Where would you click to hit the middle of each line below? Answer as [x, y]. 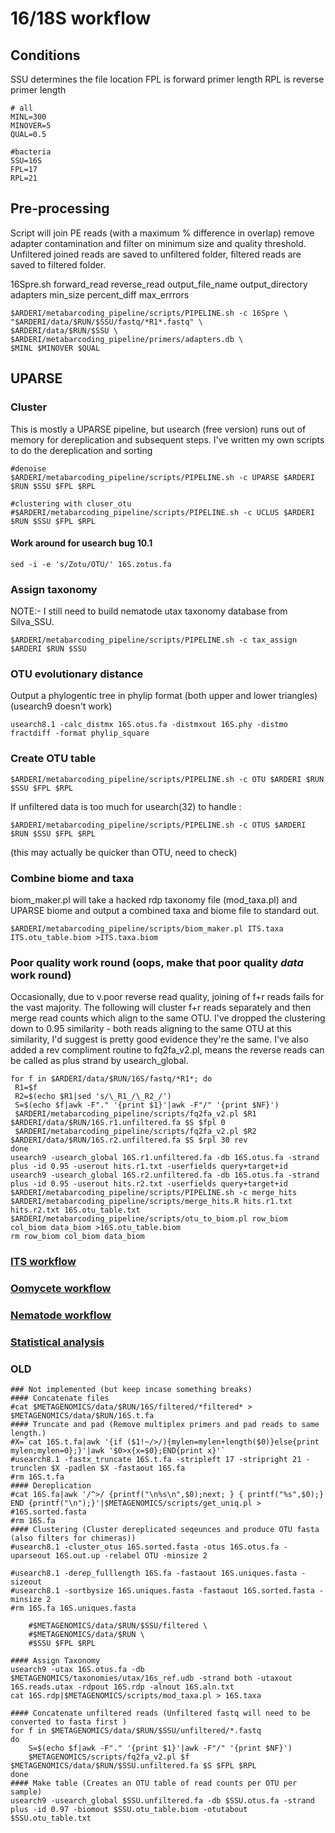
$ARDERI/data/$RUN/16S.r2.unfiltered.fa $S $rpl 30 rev [129, 1140]
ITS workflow [43, 1262]
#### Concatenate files [60, 1398]
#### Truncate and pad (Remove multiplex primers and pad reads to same [165, 1425]
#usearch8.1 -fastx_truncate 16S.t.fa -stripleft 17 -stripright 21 [156, 1460]
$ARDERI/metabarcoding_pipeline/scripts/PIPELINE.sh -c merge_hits [154, 1193]
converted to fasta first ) [69, 1722]
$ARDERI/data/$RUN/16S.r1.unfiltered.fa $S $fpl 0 [118, 1123]
